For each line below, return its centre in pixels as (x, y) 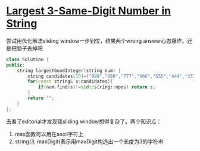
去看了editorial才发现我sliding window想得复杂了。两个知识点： (84, 121)
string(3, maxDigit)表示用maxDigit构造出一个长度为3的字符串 (89, 141)
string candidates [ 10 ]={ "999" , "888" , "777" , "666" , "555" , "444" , (106, 76)
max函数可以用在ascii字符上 (49, 134)
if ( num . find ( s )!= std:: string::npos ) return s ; (97, 87)
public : (16, 65)
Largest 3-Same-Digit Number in (89, 11)
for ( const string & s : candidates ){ (70, 81)
